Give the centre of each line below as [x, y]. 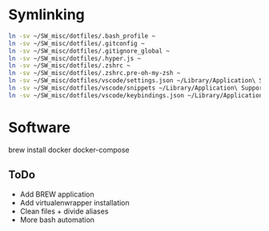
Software [39, 127]
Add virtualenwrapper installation [74, 202]
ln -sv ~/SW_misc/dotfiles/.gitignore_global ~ [89, 51]
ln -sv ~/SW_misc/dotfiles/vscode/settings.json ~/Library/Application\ [132, 81]
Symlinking [47, 15]
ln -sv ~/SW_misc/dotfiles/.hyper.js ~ [75, 58]
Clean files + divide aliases [64, 211]
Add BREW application [57, 194]
